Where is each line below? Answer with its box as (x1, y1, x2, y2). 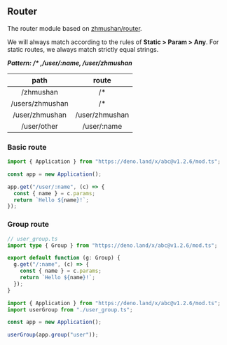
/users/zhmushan (11, 98, 69, 108)
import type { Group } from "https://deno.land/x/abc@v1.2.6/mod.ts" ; (7, 241, 218, 249)
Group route (7, 220, 50, 230)
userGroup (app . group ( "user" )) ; (7, 332, 99, 339)
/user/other (20, 121, 58, 131)
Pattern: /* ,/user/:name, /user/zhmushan (7, 59, 132, 67)
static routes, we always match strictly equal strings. (7, 45, 159, 53)
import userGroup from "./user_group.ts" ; (7, 306, 133, 314)
